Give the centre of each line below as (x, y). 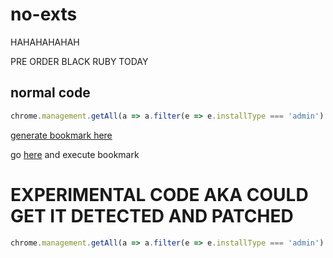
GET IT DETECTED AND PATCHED (152, 215)
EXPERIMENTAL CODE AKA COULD (159, 194)
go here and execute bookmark (75, 154)
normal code (50, 93)
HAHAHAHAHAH (45, 42)
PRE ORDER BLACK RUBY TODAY (79, 61)
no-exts (44, 14)
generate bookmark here (61, 135)
